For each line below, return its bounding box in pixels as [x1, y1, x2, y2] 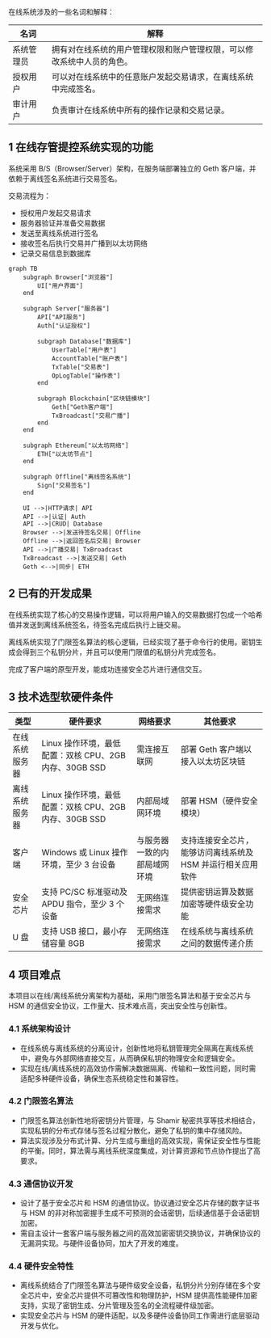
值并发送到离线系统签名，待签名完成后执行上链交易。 [8, 619, 186, 629]
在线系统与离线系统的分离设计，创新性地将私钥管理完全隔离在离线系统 [19, 1043, 254, 1053]
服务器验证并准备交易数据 [19, 217, 106, 228]
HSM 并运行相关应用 [180, 859, 258, 871]
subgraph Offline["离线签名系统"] [23, 472, 131, 481]
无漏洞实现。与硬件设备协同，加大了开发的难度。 [19, 1239, 183, 1248]
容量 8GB [49, 938, 85, 949]
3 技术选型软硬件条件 [8, 690, 114, 704]
